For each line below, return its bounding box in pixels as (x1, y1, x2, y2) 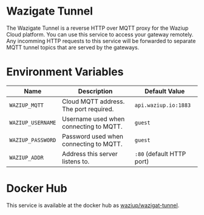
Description (78, 87, 113, 95)
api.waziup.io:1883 (134, 101, 191, 109)
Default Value (144, 87, 185, 95)
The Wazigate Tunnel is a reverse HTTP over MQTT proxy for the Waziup (6, 24, 189, 32)
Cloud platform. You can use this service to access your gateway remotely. (6, 30, 194, 38)
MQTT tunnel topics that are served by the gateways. (6, 44, 140, 51)
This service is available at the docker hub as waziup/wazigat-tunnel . (6, 202, 180, 209)
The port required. (61, 104, 114, 113)
